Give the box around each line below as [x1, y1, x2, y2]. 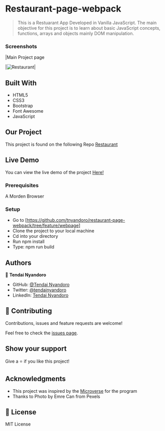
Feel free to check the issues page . [5, 330, 78, 336]
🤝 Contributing [5, 307, 52, 315]
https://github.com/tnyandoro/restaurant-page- [27, 217, 125, 223]
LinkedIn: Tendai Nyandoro [12, 292, 69, 298]
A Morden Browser [5, 193, 44, 199]
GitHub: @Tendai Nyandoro [12, 282, 70, 288]
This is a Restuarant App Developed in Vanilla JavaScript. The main [17, 20, 157, 26]
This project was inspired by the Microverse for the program [12, 388, 137, 394]
